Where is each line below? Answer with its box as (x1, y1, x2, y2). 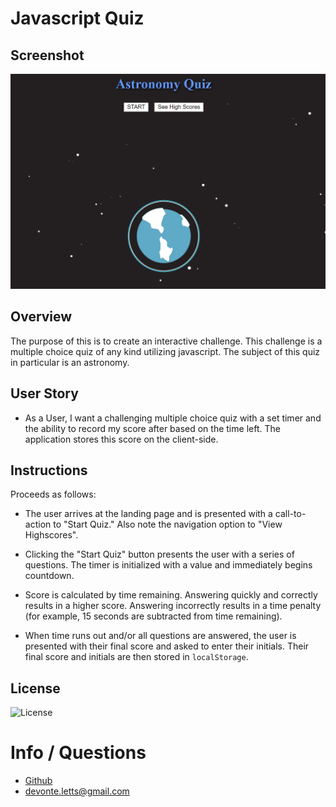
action (24, 518, 52, 531)
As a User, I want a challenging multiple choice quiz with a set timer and (24, 412, 322, 424)
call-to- (274, 508, 307, 520)
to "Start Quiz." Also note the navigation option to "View (53, 518, 283, 531)
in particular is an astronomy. (10, 356, 130, 368)
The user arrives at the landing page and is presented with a (24, 508, 273, 520)
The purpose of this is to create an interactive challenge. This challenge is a (10, 335, 323, 347)
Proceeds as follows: (10, 488, 97, 501)
